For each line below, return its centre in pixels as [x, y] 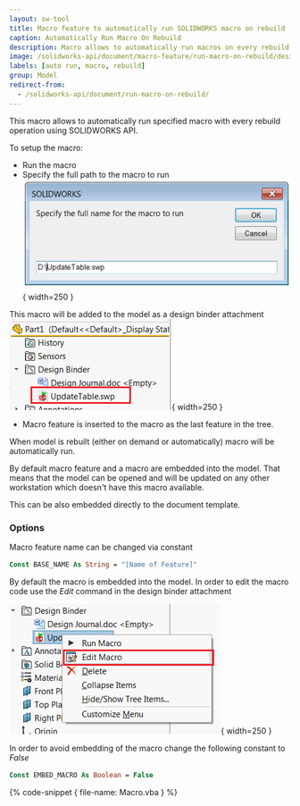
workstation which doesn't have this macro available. [107, 487]
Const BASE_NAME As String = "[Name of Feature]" [104, 564]
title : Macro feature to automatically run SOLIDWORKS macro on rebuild [147, 28]
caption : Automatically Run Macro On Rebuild [95, 38]
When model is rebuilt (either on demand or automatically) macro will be [142, 441]
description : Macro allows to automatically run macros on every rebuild [150, 47]
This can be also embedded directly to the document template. [125, 504]
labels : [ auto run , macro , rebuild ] [77, 66]
